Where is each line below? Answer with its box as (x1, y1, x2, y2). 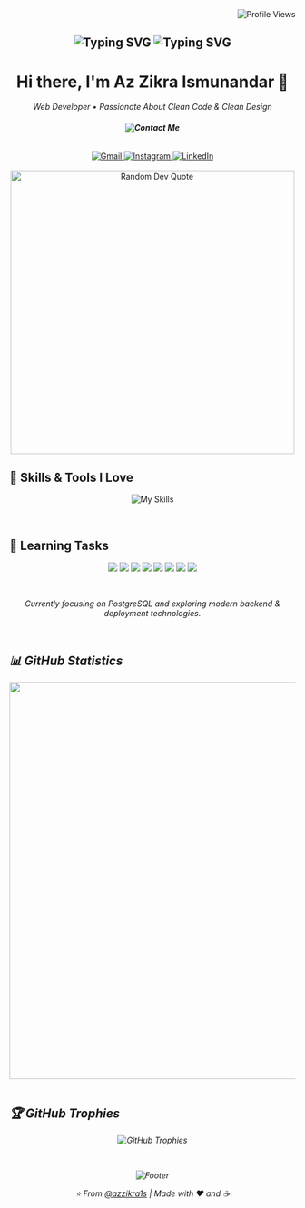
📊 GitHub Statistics (9, 653, 123, 668)
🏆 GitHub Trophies (9, 1106, 121, 1122)
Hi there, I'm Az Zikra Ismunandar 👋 (16, 72, 289, 92)
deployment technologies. (103, 608, 202, 619)
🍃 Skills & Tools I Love (9, 469, 134, 485)
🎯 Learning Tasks (9, 537, 109, 553)
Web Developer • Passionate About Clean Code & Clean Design (33, 102, 272, 113)
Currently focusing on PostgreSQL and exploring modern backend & (24, 598, 281, 609)
